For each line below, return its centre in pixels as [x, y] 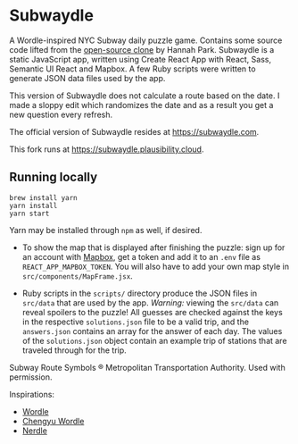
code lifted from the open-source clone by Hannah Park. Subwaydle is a [142, 49]
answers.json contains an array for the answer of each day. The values [152, 331]
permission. [31, 377]
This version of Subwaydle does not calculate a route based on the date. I [145, 96]
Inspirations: [32, 394]
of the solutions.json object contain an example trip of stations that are [154, 340]
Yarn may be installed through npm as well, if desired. [106, 230]
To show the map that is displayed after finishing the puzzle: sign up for [153, 247]
